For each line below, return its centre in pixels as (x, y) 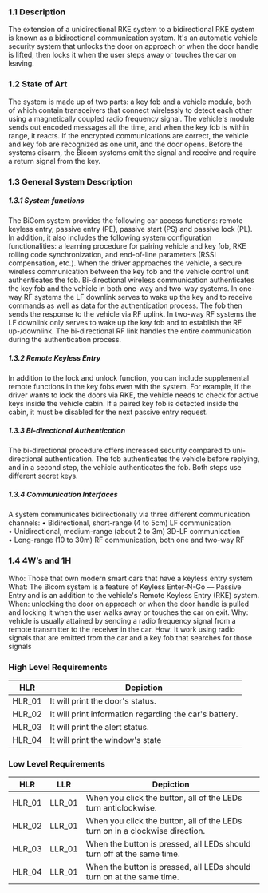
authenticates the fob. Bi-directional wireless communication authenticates (132, 280)
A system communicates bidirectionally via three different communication (129, 515)
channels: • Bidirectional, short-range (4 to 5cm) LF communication (120, 523)
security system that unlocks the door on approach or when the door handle (134, 46)
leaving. (21, 63)
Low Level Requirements (57, 763)
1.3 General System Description (71, 181)
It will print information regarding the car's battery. (144, 714)
